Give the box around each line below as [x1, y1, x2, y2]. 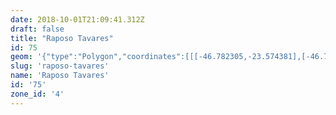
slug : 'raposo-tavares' [10, 61, 110, 71]
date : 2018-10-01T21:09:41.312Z [10, 14, 145, 25]
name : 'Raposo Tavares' [10, 71, 110, 81]
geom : [10, 52, 33, 62]
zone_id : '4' [10, 89, 65, 99]
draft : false [10, 24, 65, 34]
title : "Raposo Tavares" [10, 33, 114, 43]
